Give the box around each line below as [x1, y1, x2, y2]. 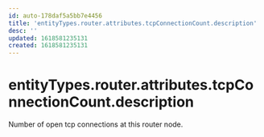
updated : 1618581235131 [8, 34, 89, 42]
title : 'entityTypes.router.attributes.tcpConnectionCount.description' [8, 19, 258, 27]
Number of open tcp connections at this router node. [8, 119, 184, 129]
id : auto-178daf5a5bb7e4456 [8, 11, 103, 20]
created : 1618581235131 [8, 42, 89, 50]
